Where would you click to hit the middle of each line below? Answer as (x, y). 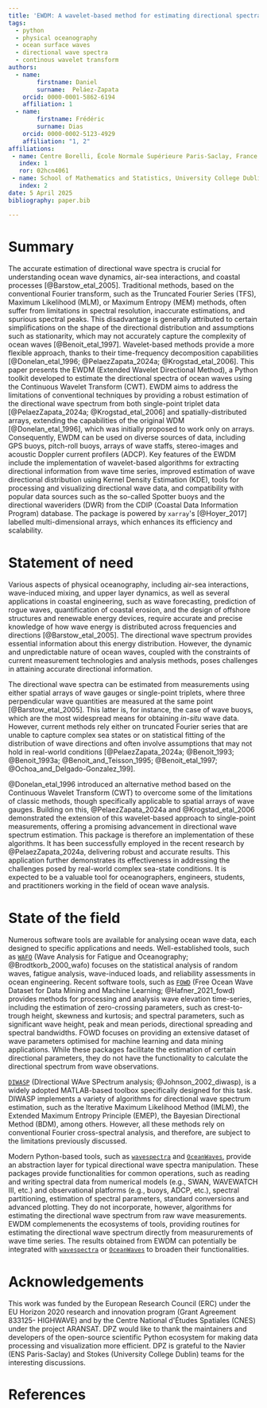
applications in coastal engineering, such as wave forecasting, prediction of (132, 602)
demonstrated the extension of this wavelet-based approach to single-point (132, 818)
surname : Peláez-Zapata (78, 89)
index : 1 (33, 164)
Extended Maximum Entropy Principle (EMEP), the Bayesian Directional (124, 1116)
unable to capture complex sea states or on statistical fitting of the (117, 735)
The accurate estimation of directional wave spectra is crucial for (114, 269)
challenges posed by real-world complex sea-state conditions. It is (117, 869)
